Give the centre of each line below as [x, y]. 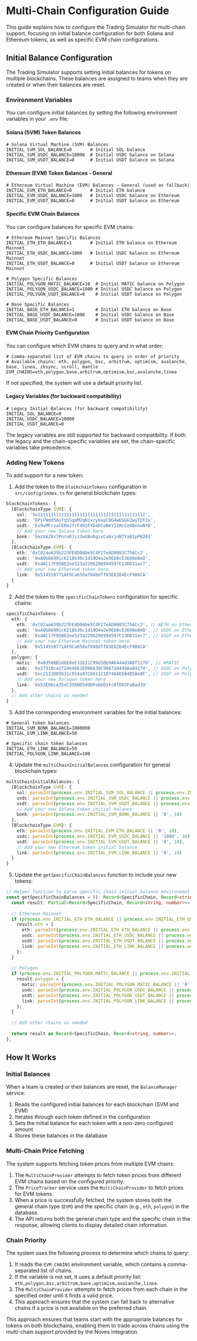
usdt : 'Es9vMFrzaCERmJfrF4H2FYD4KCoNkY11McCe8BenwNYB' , [86, 526]
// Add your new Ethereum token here [63, 569]
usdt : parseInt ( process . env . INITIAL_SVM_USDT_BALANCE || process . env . [105, 803]
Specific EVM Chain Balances [43, 214]
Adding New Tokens [35, 462]
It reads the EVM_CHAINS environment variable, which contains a [90, 1264]
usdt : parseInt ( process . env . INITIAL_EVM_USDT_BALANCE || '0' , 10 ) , [101, 842]
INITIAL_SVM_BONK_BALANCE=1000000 [48, 728]
